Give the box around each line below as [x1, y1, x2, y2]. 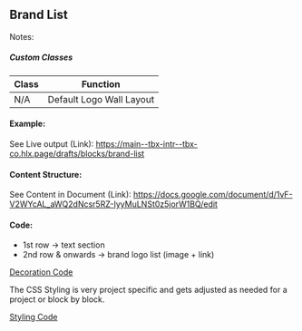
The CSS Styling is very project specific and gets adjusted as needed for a [9, 285, 287, 296]
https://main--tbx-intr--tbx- [95, 138, 198, 149]
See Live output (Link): [9, 138, 94, 149]
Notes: [9, 31, 34, 42]
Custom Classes [9, 52, 73, 63]
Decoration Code [9, 267, 73, 277]
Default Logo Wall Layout [47, 92, 155, 105]
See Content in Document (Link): [9, 190, 132, 200]
